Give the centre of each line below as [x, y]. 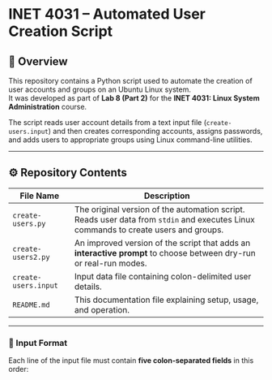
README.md [31, 304]
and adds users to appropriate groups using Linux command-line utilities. [130, 140]
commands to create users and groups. [149, 230]
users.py [29, 223]
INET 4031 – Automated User [107, 14]
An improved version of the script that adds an [162, 243]
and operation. [102, 309]
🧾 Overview [38, 61]
